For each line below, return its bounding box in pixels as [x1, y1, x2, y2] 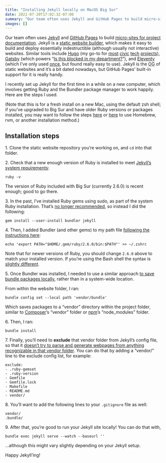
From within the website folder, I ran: [5, 286, 80, 292]
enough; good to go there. [5, 189, 58, 195]
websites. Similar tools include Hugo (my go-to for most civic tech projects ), [5, 51, 160, 57]
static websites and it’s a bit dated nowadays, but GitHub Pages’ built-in [5, 66, 151, 72]
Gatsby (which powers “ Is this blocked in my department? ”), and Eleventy [5, 56, 155, 62]
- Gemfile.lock [5, 380, 37, 385]
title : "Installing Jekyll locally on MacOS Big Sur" [5, 7, 119, 12]
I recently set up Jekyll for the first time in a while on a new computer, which [5, 81, 161, 87]
